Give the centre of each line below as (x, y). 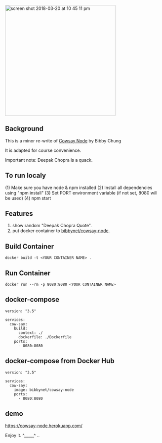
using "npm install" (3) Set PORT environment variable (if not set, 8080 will (81, 192)
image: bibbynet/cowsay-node (44, 390)
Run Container (28, 273)
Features (19, 214)
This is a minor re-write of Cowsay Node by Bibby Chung (63, 140)
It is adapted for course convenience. (43, 150)
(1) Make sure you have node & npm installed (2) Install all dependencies (79, 188)
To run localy (25, 176)
